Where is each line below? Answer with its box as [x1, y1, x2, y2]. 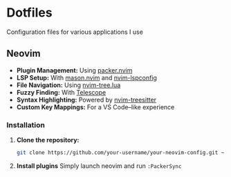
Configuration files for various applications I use [6, 28, 143, 36]
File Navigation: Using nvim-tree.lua [16, 81, 121, 89]
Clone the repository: [16, 136, 80, 145]
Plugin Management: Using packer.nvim [16, 66, 133, 74]
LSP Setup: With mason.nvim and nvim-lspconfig [16, 73, 157, 82]
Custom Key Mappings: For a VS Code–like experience [16, 102, 175, 111]
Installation [6, 120, 46, 129]
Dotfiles [6, 5, 53, 21]
